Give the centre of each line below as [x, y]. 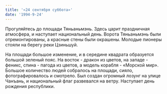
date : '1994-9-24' [24, 14]
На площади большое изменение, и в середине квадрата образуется [79, 54]
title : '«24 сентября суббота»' [39, 10]
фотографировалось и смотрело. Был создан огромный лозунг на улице [83, 75]
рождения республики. [30, 86]
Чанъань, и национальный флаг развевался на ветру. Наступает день [80, 81]
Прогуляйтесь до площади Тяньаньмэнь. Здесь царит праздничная [77, 28]
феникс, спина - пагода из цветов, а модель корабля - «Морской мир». [82, 65]
